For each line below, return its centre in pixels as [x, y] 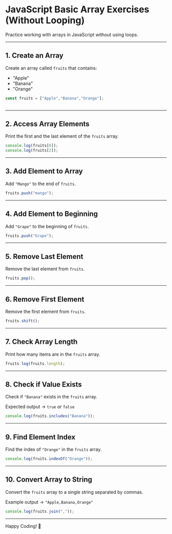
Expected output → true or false [40, 407]
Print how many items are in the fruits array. [53, 354]
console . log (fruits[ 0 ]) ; [32, 146]
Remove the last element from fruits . [45, 269]
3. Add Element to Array [44, 171]
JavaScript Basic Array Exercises [77, 10]
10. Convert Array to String [49, 480]
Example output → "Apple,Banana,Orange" [49, 502]
